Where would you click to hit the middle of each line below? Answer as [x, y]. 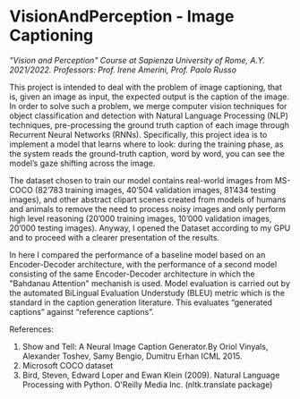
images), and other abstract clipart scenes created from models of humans [148, 199]
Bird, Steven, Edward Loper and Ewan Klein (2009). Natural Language [151, 375]
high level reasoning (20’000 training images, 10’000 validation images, [141, 218]
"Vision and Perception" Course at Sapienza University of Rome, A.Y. [137, 60]
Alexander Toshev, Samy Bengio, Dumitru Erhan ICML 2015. [133, 356]
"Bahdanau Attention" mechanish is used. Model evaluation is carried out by [150, 283]
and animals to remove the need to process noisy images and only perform [148, 208]
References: [31, 329]
